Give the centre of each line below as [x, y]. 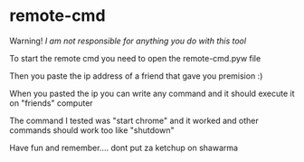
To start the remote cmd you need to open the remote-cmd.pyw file [135, 58]
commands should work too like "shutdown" [92, 130]
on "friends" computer [51, 103]
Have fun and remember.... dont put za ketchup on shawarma [123, 148]
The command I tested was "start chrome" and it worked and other [134, 120]
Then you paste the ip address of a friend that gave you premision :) [136, 76]
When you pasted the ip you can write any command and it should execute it [152, 93]
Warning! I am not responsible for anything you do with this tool [128, 41]
